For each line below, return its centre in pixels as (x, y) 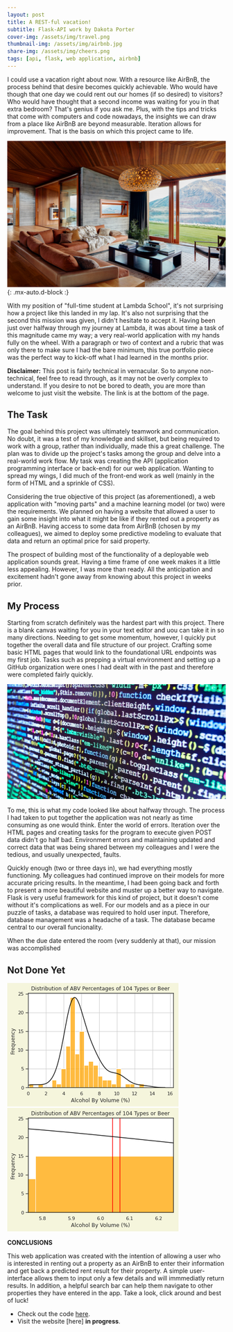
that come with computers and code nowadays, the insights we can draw (112, 116)
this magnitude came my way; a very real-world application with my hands (113, 335)
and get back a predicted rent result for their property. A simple (98, 1271)
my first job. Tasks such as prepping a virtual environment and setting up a (114, 660)
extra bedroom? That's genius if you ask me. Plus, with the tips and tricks (112, 109)
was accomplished (34, 948)
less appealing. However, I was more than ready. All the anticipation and (110, 569)
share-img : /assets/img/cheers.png (59, 51)
